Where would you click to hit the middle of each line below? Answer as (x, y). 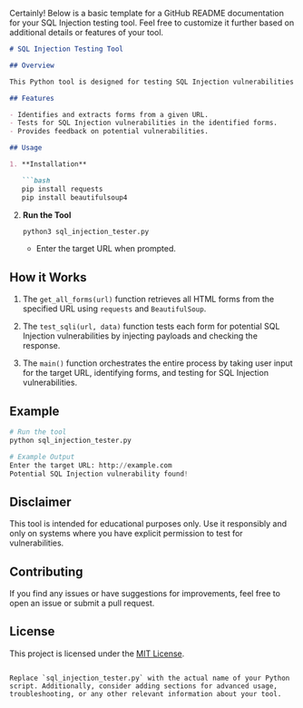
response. (41, 346)
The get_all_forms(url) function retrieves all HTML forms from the (148, 300)
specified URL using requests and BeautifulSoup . (114, 309)
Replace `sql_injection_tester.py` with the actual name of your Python (150, 678)
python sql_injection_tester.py (70, 440)
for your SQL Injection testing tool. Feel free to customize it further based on (152, 23)
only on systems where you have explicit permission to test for (126, 534)
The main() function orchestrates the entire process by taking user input (157, 363)
